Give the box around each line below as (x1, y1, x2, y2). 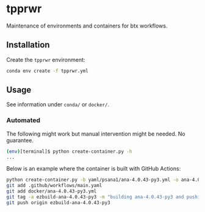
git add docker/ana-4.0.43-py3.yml (6, 188, 97, 194)
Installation (6, 40, 50, 50)
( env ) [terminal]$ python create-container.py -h (6, 148, 132, 155)
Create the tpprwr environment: (6, 56, 85, 63)
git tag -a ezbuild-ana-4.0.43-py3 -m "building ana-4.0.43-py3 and (6, 194, 184, 200)
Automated (6, 116, 41, 125)
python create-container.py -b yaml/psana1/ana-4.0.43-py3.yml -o (6, 177, 179, 183)
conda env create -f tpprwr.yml (6, 68, 88, 74)
